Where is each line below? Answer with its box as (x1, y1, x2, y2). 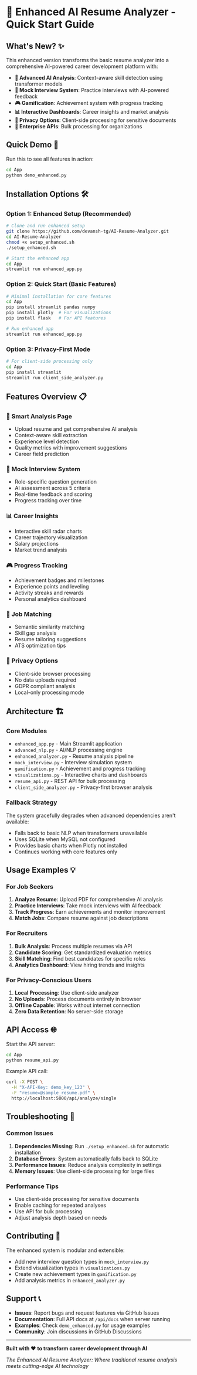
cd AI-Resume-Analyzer (6, 234, 62, 240)
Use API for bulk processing (14, 1207, 83, 1215)
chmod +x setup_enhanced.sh (6, 239, 75, 245)
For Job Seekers (6, 882, 54, 890)
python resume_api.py (6, 1057, 59, 1063)
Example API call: (6, 1068, 48, 1075)
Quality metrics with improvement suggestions (14, 444, 127, 451)
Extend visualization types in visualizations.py (14, 1264, 130, 1271)
